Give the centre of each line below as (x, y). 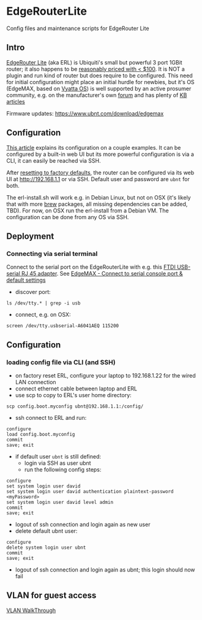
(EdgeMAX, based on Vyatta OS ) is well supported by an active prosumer (99, 88)
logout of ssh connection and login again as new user (83, 524)
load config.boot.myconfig (41, 434)
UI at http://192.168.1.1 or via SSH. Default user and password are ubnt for (98, 179)
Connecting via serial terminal (52, 254)
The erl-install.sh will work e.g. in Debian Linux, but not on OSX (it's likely (99, 197)
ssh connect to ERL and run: (51, 417)
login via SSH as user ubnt (58, 463)
